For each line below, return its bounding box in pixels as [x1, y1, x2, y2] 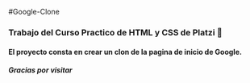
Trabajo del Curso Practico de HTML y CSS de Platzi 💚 [8, 27, 223, 38]
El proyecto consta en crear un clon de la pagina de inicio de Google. [8, 47, 242, 56]
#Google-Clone [8, 7, 60, 16]
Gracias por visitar [8, 65, 73, 75]
